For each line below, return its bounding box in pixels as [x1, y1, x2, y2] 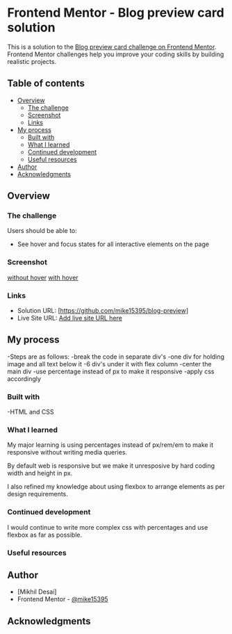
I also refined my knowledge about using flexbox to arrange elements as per [7, 482, 225, 491]
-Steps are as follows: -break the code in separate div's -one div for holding [7, 352, 224, 361]
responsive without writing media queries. [7, 448, 127, 457]
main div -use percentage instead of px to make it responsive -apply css [7, 367, 215, 375]
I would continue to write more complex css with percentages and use [7, 523, 208, 531]
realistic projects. [7, 57, 57, 65]
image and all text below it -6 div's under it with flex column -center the [7, 359, 212, 368]
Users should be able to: [7, 227, 78, 235]
